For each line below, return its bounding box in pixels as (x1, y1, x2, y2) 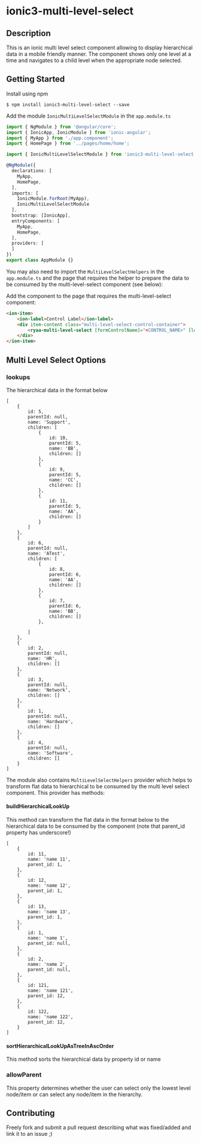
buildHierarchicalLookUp (6, 803, 70, 810)
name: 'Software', (28, 750, 74, 756)
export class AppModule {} (6, 257, 74, 264)
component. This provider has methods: (6, 789, 105, 796)
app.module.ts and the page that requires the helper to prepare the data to (6, 274, 190, 282)
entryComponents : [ (11, 218, 60, 224)
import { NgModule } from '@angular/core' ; (6, 124, 117, 130)
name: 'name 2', (28, 962, 68, 968)
